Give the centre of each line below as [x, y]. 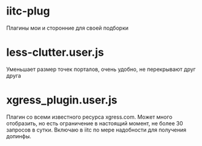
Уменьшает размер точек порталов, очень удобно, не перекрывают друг [101, 69]
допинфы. [19, 136]
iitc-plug [28, 11]
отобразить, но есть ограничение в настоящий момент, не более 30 [95, 123]
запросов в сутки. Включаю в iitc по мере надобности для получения [96, 130]
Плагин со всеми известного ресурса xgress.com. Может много [89, 117]
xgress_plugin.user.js [62, 100]
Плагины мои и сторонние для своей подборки [67, 28]
